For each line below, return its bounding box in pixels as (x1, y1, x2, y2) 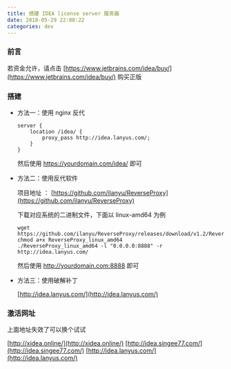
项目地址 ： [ (17, 188, 54, 197)
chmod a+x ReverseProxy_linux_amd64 (17, 236, 123, 243)
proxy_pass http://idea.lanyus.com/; (42, 134, 150, 141)
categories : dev (7, 23, 54, 30)
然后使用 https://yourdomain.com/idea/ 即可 (17, 159, 143, 168)
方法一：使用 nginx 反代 (17, 108, 85, 117)
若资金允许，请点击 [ (7, 63, 66, 72)
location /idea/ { (30, 128, 83, 135)
